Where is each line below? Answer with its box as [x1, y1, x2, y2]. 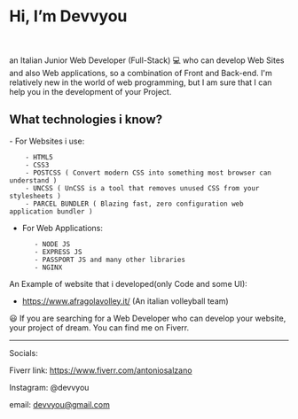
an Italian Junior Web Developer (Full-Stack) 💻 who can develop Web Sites [9, 55, 285, 66]
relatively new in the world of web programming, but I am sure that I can [9, 77, 272, 88]
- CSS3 [25, 160, 50, 169]
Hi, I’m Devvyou [9, 6, 128, 27]
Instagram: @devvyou [9, 382, 90, 392]
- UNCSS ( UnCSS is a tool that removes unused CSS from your [25, 183, 260, 192]
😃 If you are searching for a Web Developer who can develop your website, [9, 313, 286, 323]
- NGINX [34, 263, 63, 272]
